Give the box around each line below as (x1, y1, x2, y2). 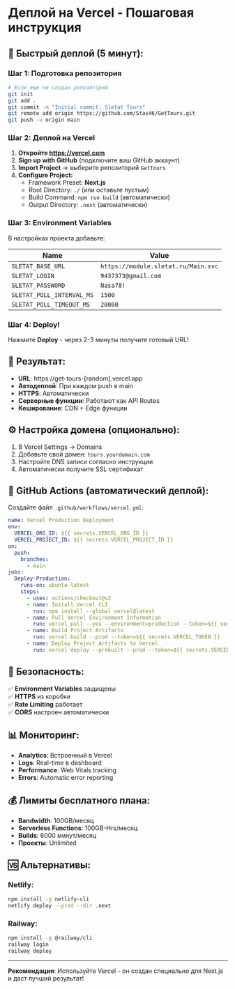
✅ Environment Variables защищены (8, 684, 116, 693)
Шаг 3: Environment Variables (8, 218, 112, 228)
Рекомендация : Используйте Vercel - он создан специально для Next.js (8, 967, 224, 975)
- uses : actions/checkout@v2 (26, 595, 112, 601)
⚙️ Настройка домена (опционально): (8, 424, 180, 436)
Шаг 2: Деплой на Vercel (8, 133, 96, 143)
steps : (20, 588, 40, 595)
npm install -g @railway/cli (8, 935, 93, 942)
